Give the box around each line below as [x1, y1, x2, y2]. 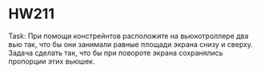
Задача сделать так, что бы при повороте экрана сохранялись [8, 48, 223, 57]
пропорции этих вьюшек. [8, 56, 95, 66]
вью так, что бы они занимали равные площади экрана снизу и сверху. [8, 39, 254, 49]
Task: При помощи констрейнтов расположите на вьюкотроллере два [8, 31, 249, 41]
